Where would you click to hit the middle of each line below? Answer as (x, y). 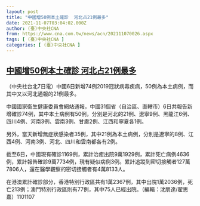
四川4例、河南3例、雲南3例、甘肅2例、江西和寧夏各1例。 (77, 121)
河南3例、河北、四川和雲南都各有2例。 (73, 142)
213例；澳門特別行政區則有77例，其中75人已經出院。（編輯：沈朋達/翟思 (100, 189)
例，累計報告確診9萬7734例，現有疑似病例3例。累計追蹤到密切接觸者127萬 (99, 161)
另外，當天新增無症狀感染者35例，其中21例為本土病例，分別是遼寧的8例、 (97, 134)
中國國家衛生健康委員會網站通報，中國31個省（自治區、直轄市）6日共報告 (97, 106)
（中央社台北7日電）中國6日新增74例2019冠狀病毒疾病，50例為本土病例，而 (100, 86)
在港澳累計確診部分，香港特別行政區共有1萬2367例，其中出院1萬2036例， (97, 182)
